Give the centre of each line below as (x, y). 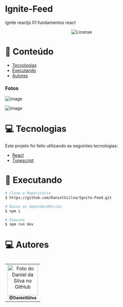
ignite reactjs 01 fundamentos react (41, 22)
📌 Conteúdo (29, 52)
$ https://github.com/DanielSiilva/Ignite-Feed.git (58, 198)
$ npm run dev (19, 225)
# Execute (15, 220)
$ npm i (13, 211)
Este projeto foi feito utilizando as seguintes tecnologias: (61, 146)
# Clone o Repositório (28, 193)
